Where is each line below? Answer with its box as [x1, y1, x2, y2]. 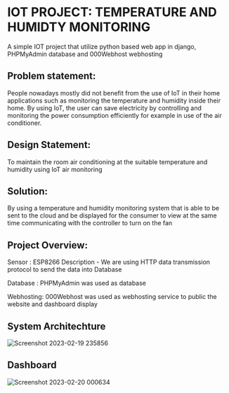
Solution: [7, 185, 48, 197]
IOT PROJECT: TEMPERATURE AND [7, 4, 218, 20]
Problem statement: [7, 70, 96, 82]
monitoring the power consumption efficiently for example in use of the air [7, 111, 223, 119]
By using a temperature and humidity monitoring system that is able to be [7, 204, 220, 213]
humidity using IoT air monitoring [7, 165, 103, 173]
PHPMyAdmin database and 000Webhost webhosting [7, 50, 163, 58]
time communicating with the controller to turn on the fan [7, 219, 173, 227]
